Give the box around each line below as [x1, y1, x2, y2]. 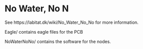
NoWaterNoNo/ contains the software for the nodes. [4, 38, 111, 45]
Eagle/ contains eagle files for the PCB [4, 29, 83, 35]
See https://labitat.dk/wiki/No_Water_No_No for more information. [4, 19, 139, 25]
